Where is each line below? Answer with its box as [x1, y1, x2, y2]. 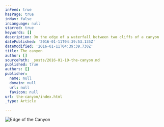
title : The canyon [5, 48, 43, 53]
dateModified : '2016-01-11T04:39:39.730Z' [5, 44, 93, 49]
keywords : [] [5, 30, 32, 35]
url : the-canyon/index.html [5, 94, 63, 99]
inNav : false [5, 16, 32, 21]
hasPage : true [5, 12, 34, 17]
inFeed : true [5, 7, 32, 12]
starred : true [5, 26, 34, 31]
